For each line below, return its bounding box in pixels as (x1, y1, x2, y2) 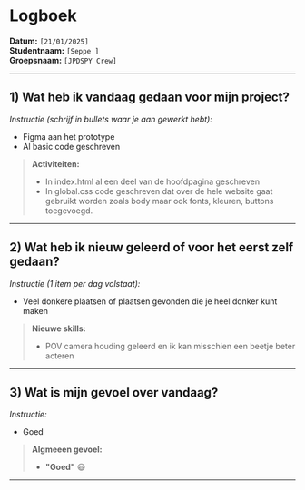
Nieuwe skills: (31, 323, 86, 334)
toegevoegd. (44, 205, 93, 216)
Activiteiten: (31, 158, 80, 169)
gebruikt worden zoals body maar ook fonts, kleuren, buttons (44, 195, 274, 206)
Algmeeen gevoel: (31, 444, 103, 455)
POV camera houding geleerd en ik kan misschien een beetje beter (44, 340, 296, 351)
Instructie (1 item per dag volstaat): (9, 278, 141, 289)
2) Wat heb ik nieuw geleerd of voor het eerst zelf (9, 240, 294, 255)
